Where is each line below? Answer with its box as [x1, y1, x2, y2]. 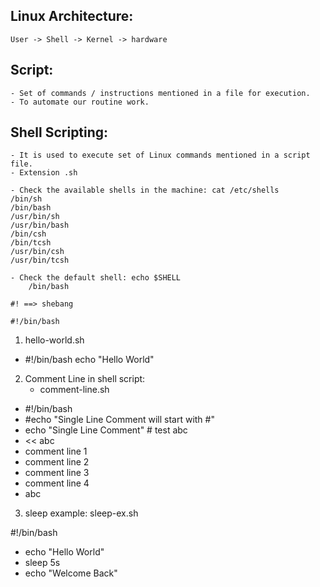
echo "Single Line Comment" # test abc [24, 424, 188, 436]
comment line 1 [24, 445, 88, 458]
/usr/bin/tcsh [10, 255, 70, 266]
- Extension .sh [10, 168, 78, 178]
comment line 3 [24, 467, 90, 479]
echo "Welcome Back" [24, 567, 118, 579]
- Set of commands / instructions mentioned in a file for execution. [10, 88, 311, 98]
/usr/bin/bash [10, 220, 70, 231]
